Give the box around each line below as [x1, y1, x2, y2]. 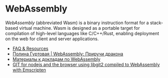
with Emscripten [12, 66, 46, 73]
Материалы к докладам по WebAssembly [12, 56, 101, 62]
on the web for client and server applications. [5, 36, 99, 42]
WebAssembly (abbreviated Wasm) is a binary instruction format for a [5, 20, 149, 26]
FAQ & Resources [12, 45, 49, 51]
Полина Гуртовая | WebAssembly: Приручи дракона [12, 51, 124, 57]
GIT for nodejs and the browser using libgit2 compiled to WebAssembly [12, 61, 160, 67]
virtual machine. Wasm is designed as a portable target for [19, 25, 140, 31]
